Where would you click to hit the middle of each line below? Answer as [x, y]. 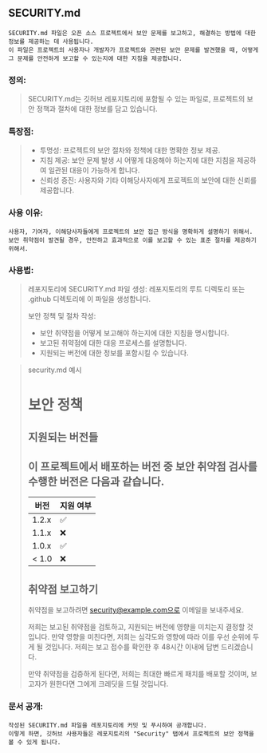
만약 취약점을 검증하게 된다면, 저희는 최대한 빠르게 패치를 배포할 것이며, [138, 674]
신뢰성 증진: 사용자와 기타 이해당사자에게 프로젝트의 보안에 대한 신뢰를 [148, 180]
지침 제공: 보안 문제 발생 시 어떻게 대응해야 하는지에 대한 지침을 [137, 161]
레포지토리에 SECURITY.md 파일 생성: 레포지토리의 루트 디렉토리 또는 [136, 289]
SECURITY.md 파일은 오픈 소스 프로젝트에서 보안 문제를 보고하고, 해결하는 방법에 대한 [132, 33]
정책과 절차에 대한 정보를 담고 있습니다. [97, 109]
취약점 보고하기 [63, 589]
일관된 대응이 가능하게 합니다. [94, 170]
